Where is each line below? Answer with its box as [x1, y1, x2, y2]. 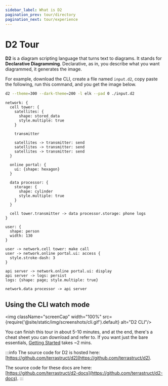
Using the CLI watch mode [5, 300, 90, 309]
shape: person [10, 229, 39, 234]
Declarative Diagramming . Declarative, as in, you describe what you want [5, 61, 160, 67]
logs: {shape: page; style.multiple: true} [5, 278, 99, 283]
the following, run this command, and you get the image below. [5, 82, 137, 88]
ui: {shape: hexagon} [14, 167, 60, 172]
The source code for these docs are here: [5, 365, 92, 370]
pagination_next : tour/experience [5, 17, 78, 22]
